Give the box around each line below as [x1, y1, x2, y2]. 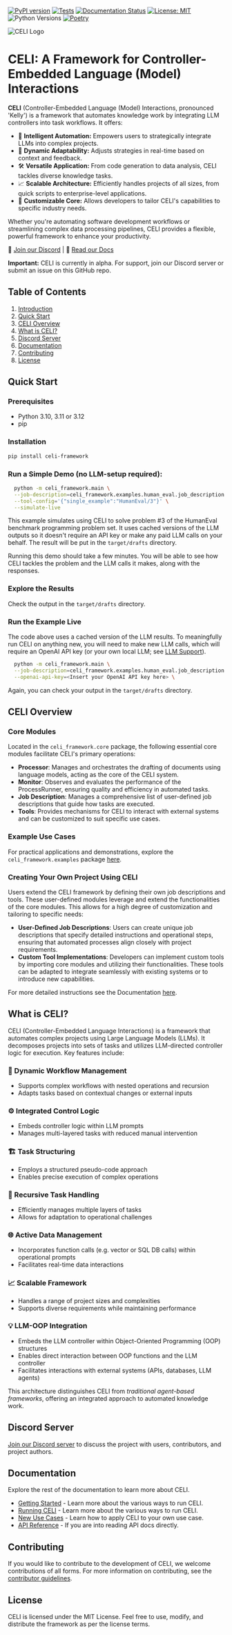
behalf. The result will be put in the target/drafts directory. [8, 539, 177, 547]
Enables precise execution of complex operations [17, 1172, 159, 1181]
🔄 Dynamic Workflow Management [8, 1065, 127, 1075]
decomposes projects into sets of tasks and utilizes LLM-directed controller [8, 1041, 223, 1049]
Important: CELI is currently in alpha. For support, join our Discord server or [8, 259, 224, 267]
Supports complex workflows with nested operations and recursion [17, 1082, 209, 1090]
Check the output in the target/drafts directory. [8, 599, 146, 608]
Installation [8, 437, 47, 447]
